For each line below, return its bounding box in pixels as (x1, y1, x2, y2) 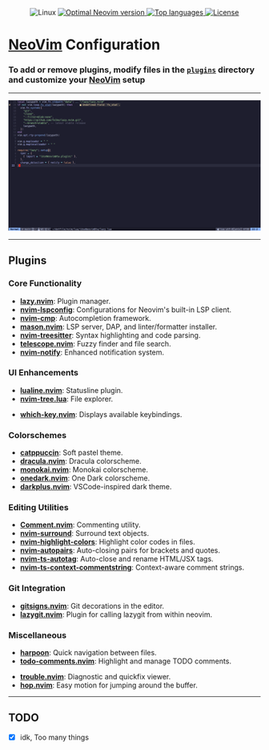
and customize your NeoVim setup (8, 75, 146, 86)
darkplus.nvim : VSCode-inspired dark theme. (19, 482, 172, 492)
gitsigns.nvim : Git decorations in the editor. (19, 601, 165, 610)
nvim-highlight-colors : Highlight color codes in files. (19, 537, 195, 547)
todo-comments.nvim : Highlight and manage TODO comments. (19, 656, 232, 666)
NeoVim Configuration (8, 36, 161, 54)
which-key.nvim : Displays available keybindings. (19, 409, 183, 419)
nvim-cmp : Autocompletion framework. (19, 313, 152, 322)
